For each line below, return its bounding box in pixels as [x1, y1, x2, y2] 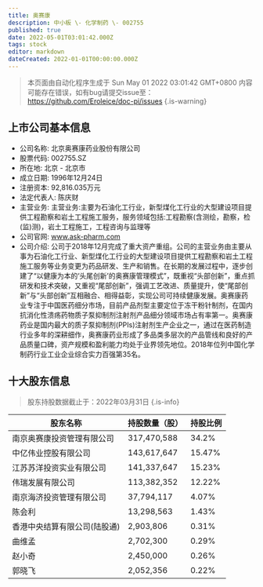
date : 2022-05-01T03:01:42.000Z [8, 33, 113, 42]
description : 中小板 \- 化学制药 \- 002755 [8, 19, 144, 27]
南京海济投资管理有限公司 [12, 491, 107, 502]
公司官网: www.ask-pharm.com [19, 232, 121, 241]
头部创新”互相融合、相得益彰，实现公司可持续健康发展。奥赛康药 [39, 290, 249, 300]
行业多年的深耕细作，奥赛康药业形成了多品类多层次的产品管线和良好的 [19, 330, 247, 339]
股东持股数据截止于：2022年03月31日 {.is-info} [27, 397, 180, 407]
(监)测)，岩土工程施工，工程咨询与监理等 [19, 221, 151, 232]
